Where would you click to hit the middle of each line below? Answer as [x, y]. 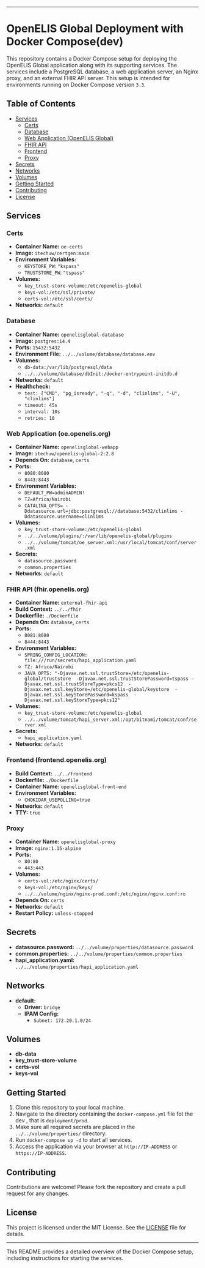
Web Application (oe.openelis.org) [59, 433]
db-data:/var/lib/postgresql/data [68, 367]
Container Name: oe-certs [49, 247]
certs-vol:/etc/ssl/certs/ [59, 299]
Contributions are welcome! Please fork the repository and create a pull [96, 1187]
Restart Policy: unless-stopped [54, 913]
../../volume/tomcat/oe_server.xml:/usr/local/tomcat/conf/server [110, 543]
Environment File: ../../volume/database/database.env [85, 354]
